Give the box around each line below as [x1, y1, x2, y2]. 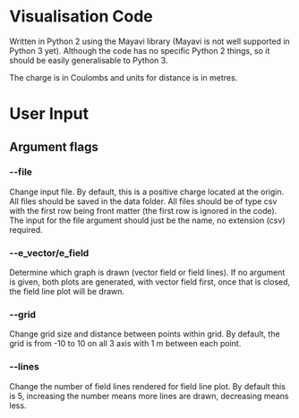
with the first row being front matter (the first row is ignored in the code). [9, 205, 278, 216]
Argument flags [9, 139, 98, 154]
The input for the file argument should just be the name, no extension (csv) [9, 215, 286, 226]
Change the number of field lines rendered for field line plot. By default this [9, 380, 286, 391]
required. [9, 224, 43, 235]
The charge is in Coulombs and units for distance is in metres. [9, 72, 238, 82]
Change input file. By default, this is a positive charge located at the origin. [9, 186, 285, 197]
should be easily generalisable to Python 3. [9, 55, 168, 65]
